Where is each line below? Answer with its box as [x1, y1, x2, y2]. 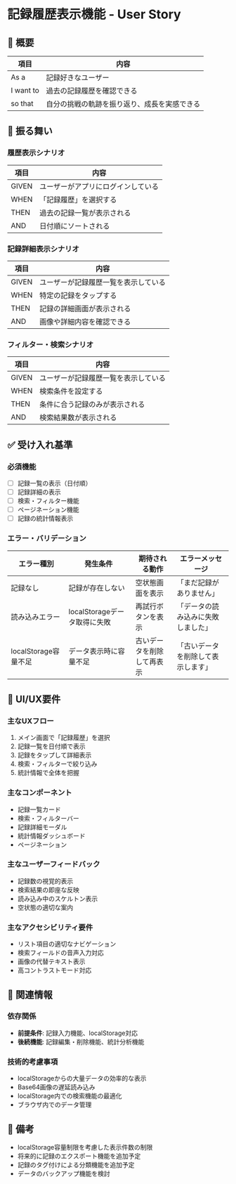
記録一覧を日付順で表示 [17, 742, 86, 750]
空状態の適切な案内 [17, 903, 74, 911]
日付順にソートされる [39, 221, 110, 230]
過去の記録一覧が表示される [39, 208, 131, 218]
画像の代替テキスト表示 [17, 957, 86, 966]
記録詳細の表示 [17, 488, 61, 496]
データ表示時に [68, 646, 118, 656]
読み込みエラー [11, 612, 61, 622]
